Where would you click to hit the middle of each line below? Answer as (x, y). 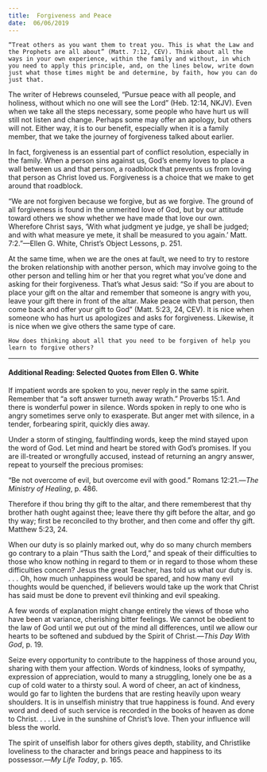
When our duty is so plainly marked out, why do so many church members (130, 544)
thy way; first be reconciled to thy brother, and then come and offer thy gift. (132, 520)
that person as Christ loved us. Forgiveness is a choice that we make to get (131, 177)
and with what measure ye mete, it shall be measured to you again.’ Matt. (128, 234)
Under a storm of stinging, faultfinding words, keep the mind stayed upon (128, 439)
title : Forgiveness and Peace (60, 15)
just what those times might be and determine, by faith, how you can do (133, 72)
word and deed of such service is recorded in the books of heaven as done (131, 710)
